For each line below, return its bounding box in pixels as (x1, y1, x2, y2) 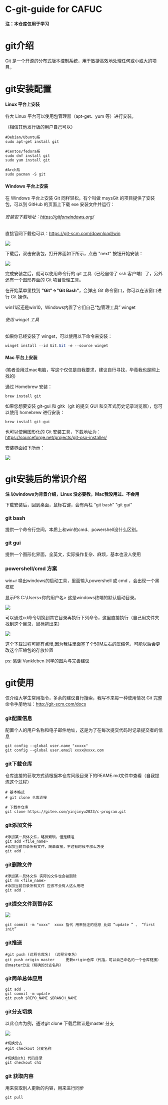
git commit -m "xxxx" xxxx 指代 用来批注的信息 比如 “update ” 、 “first (5, 923, 155, 928)
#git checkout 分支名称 (5, 1046, 51, 1051)
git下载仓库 (5, 760, 32, 767)
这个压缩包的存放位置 (9, 647, 53, 653)
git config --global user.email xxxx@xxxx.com (5, 748, 104, 753)
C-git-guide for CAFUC (5, 4, 102, 15)
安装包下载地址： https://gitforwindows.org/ (5, 214, 94, 220)
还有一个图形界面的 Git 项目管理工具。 (5, 277, 84, 283)
